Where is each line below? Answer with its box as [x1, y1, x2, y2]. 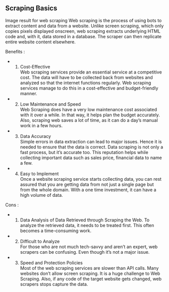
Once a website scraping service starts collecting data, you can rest [20, 176, 162, 182]
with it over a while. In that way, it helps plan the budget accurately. [20, 112, 160, 118]
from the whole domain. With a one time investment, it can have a [20, 186, 156, 193]
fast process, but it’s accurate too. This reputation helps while [20, 149, 149, 155]
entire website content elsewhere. [5, 39, 76, 45]
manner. [20, 90, 37, 96]
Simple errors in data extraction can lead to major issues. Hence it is [20, 138, 162, 144]
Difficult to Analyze [20, 238, 60, 244]
